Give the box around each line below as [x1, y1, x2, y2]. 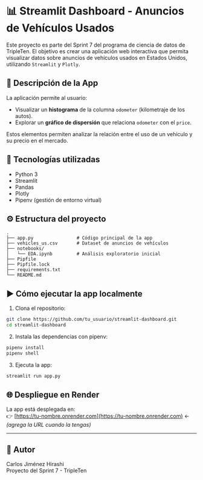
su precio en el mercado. [6, 137, 68, 144]
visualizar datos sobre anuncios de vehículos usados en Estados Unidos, [6, 54, 188, 61]
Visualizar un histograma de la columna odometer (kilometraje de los [14, 106, 185, 113]
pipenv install [6, 344, 45, 350]
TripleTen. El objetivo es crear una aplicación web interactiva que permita [6, 47, 189, 54]
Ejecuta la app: [14, 361, 53, 369]
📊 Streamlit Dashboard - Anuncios [6, 4, 184, 18]
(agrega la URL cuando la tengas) [6, 421, 91, 429]
